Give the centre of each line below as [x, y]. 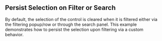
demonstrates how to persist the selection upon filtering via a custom [74, 29]
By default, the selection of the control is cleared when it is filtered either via [81, 19]
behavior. [14, 34]
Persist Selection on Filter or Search [60, 8]
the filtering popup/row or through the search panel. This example [71, 24]
